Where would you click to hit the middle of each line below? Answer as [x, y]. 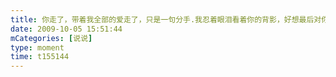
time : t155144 [40, 57]
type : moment [37, 47]
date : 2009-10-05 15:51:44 [66, 29]
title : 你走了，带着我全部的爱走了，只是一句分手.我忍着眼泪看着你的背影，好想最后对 [166, 19]
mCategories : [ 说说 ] [51, 38]
